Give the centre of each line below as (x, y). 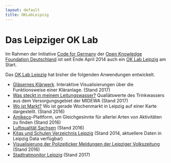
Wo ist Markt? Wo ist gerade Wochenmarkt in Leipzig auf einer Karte (85, 106)
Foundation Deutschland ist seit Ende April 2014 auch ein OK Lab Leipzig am (86, 60)
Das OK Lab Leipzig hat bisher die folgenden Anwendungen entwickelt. (80, 75)
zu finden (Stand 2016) (37, 122)
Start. (11, 65)
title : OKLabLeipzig (27, 15)
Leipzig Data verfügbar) (38, 139)
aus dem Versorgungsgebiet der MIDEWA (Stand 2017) (70, 101)
